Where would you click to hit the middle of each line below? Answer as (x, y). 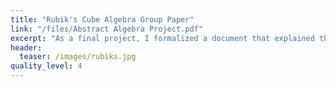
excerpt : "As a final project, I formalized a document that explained (162, 38)
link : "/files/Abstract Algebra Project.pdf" (106, 29)
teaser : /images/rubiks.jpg (78, 57)
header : (26, 47)
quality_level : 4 (46, 66)
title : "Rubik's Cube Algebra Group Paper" (102, 19)
